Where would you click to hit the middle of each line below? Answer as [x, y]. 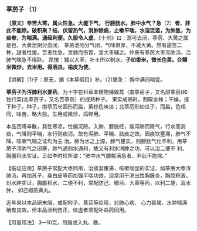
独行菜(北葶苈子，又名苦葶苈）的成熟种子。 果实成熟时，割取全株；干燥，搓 [98, 99]
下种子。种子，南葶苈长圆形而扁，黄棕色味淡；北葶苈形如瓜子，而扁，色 [93, 107]
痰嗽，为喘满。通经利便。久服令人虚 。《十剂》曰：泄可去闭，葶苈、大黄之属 [97, 38]
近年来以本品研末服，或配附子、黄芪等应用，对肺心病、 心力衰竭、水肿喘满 [97, 203]
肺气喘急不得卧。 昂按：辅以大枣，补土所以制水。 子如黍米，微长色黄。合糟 [97, 60]
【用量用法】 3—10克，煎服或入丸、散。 [55, 222]
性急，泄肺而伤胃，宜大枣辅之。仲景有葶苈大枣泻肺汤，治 [121, 52]
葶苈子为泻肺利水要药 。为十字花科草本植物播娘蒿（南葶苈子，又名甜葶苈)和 [97, 92]
